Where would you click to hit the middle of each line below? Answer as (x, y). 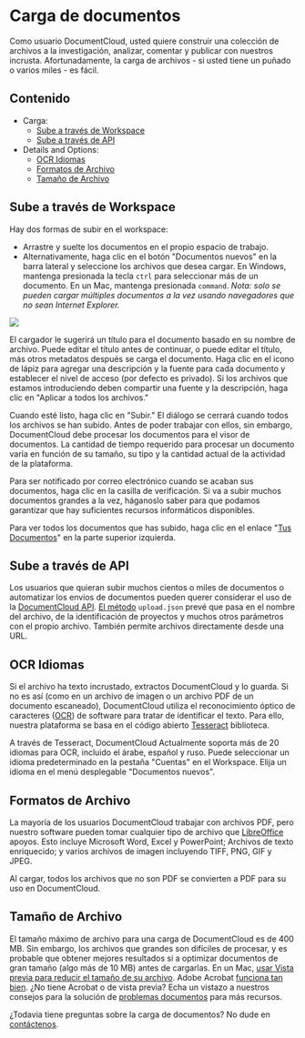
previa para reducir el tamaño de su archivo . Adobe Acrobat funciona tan (147, 977)
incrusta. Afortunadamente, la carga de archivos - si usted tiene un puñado (150, 60)
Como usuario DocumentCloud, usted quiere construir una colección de (144, 41)
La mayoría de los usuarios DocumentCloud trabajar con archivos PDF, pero (152, 822)
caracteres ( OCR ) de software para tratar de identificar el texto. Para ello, (147, 716)
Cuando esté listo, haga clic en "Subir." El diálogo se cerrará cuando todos (149, 415)
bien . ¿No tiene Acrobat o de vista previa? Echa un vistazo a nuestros (140, 987)
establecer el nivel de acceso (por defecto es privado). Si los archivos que (149, 378)
